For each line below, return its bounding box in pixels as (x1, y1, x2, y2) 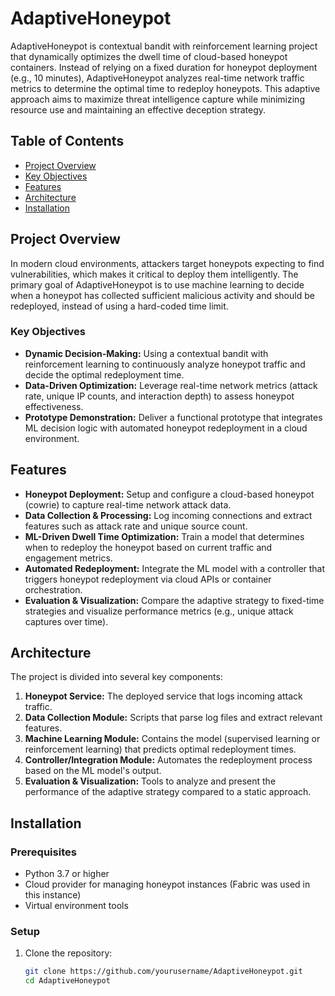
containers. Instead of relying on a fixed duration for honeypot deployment (10, 61, 318, 73)
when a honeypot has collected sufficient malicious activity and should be (10, 289, 315, 301)
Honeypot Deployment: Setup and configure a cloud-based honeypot (24, 488, 315, 500)
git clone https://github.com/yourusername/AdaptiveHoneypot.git (24, 967, 303, 977)
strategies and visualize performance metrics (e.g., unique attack (24, 605, 294, 617)
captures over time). (24, 615, 109, 627)
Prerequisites (10, 845, 77, 859)
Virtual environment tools (24, 900, 129, 912)
